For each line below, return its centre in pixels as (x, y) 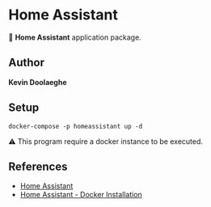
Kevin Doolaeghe (38, 82)
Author (26, 63)
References (38, 166)
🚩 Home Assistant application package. (75, 37)
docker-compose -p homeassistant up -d (76, 126)
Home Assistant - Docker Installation (81, 195)
